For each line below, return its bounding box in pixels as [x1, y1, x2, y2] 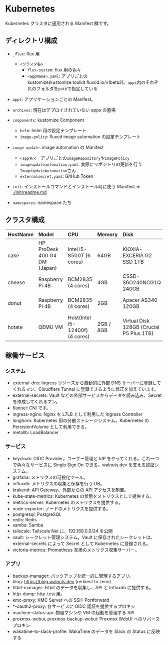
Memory [97, 231, 118, 238]
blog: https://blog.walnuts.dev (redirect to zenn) [12, 578, 111, 584]
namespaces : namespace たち [12, 199, 71, 205]
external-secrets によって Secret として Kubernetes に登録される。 [12, 541, 151, 547]
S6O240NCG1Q [122, 279, 161, 286]
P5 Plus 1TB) [122, 330, 154, 337]
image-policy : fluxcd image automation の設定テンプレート [19, 134, 141, 140]
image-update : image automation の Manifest [12, 144, 104, 150]
